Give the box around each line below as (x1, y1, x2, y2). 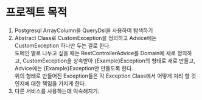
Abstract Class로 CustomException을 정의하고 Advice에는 (14, 34, 157, 41)
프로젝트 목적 (5, 5, 68, 19)
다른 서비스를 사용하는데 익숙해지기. (14, 87, 100, 95)
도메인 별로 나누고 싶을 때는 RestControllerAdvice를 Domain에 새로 (14, 49, 176, 56)
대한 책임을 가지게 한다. (30, 79, 86, 87)
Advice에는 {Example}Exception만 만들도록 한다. (14, 64, 133, 72)
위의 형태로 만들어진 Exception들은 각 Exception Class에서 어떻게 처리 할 (14, 72, 190, 79)
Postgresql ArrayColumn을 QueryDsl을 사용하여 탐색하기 (14, 27, 153, 34)
